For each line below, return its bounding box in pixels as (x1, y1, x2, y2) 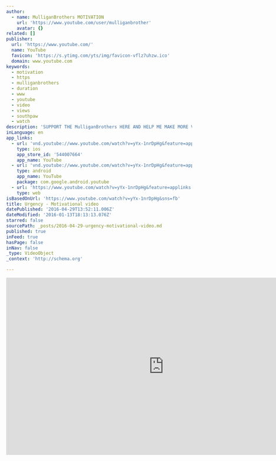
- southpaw (11, 113, 38, 119)
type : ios (17, 146, 41, 152)
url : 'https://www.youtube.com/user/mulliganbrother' (17, 20, 152, 25)
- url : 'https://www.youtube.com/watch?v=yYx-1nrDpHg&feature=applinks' (11, 184, 194, 190)
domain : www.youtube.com (11, 58, 73, 64)
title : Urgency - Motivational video (6, 201, 99, 207)
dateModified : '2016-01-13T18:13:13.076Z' (6, 212, 112, 218)
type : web (17, 190, 41, 196)
